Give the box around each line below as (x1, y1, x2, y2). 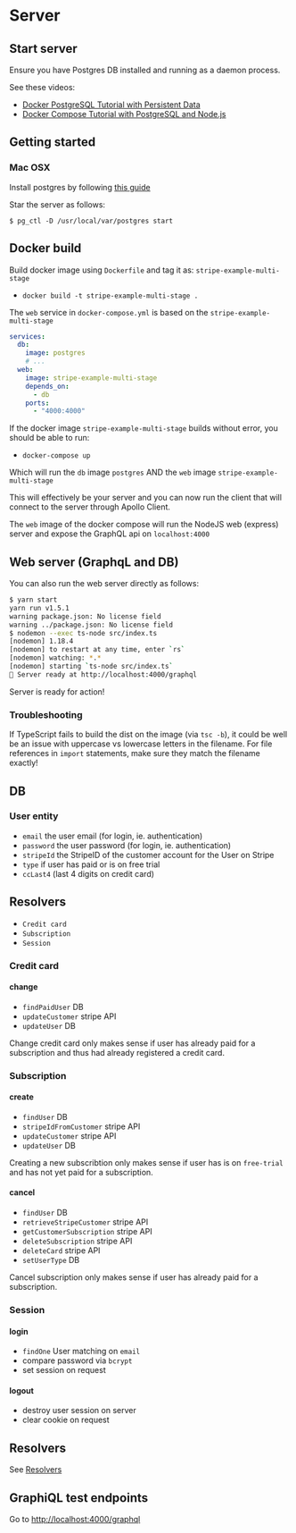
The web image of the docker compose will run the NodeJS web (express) (9, 519, 279, 530)
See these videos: (9, 82, 76, 92)
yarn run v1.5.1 (9, 603, 70, 612)
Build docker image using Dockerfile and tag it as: (9, 265, 194, 275)
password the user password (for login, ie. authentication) (21, 839, 232, 850)
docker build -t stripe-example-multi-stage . (21, 291, 199, 300)
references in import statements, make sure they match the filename (9, 748, 260, 759)
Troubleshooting (9, 708, 83, 720)
